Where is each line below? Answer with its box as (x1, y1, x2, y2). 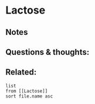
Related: (5, 67, 37, 77)
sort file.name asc (5, 93, 53, 99)
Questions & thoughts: (5, 47, 90, 57)
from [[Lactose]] (5, 88, 48, 94)
